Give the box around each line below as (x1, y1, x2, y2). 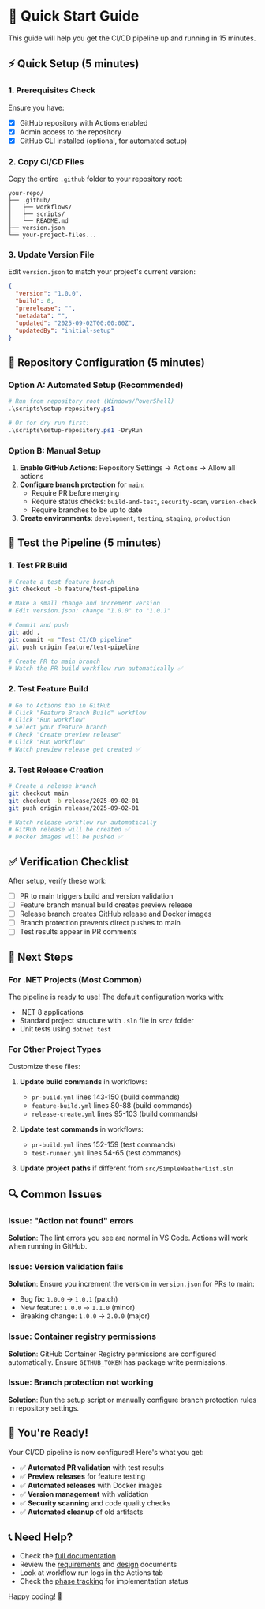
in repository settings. (8, 1403, 80, 1413)
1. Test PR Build (8, 560, 68, 571)
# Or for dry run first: (8, 419, 90, 427)
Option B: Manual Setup (8, 445, 101, 456)
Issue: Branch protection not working (8, 1377, 154, 1388)
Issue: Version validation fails (8, 1260, 124, 1272)
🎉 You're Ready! (8, 1426, 89, 1440)
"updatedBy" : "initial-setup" (15, 326, 114, 334)
